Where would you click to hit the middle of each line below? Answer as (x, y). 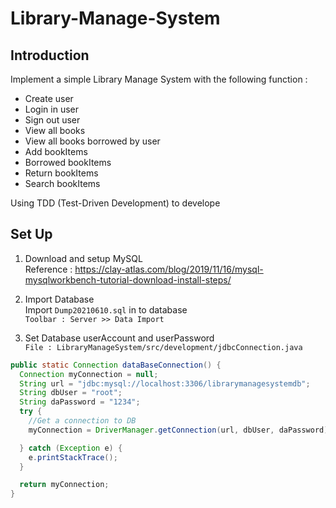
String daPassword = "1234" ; (80, 402)
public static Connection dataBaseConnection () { (116, 365)
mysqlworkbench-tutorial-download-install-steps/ (128, 279)
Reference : (48, 269)
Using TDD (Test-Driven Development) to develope (115, 203)
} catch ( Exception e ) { (71, 448)
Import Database (59, 299)
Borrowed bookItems (68, 162)
